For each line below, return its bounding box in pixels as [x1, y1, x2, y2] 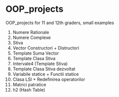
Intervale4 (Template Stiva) [12, 61, 68, 66]
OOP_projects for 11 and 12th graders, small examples [5, 20, 115, 26]
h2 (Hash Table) [12, 87, 46, 93]
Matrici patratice [12, 81, 46, 87]
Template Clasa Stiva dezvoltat [12, 65, 76, 72]
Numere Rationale [12, 29, 50, 35]
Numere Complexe [12, 34, 51, 40]
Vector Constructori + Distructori [12, 45, 79, 51]
